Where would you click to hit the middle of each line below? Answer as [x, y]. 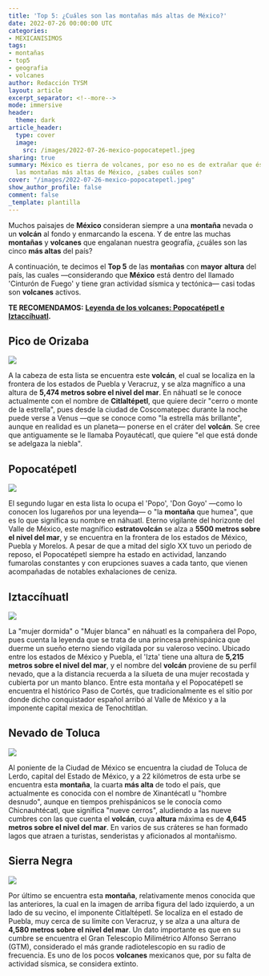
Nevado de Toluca [54, 733]
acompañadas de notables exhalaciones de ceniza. [93, 571]
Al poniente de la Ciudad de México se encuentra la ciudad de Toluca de [128, 767]
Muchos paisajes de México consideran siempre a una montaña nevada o [131, 225]
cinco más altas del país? [50, 250]
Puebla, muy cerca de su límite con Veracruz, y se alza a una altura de [124, 921]
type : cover [36, 135]
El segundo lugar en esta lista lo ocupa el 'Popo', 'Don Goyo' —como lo [125, 503]
